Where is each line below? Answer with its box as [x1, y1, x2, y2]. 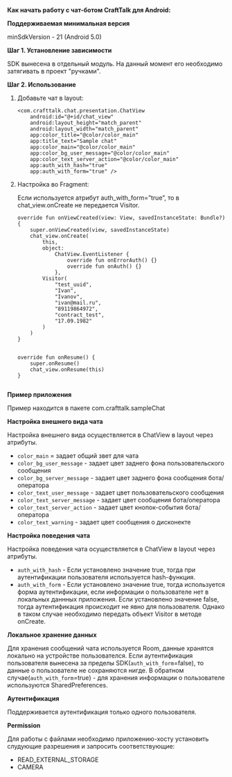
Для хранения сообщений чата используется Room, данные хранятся [7, 644, 214, 652]
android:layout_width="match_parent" [30, 126, 139, 133]
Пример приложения [7, 391, 72, 398]
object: [42, 245, 64, 252]
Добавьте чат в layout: [17, 94, 84, 102]
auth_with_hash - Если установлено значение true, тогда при [17, 565, 196, 574]
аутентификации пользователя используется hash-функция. [17, 573, 196, 581]
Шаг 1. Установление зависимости [7, 46, 112, 54]
